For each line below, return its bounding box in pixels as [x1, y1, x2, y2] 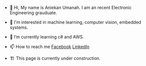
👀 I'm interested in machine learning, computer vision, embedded [9, 20, 142, 25]
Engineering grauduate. [9, 10, 57, 16]
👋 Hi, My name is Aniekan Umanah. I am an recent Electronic [9, 5, 132, 10]
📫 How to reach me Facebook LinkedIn [9, 44, 89, 49]
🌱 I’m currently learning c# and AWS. [9, 34, 84, 40]
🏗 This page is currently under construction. [9, 55, 101, 61]
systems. [9, 24, 28, 30]
